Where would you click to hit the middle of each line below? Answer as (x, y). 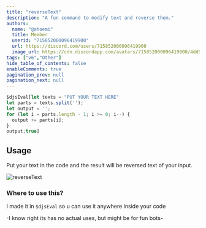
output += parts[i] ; (38, 120)
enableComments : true (34, 69)
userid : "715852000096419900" (50, 40)
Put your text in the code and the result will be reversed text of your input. (100, 165)
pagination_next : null (35, 80)
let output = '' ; (29, 108)
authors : (17, 23)
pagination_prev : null (35, 75)
